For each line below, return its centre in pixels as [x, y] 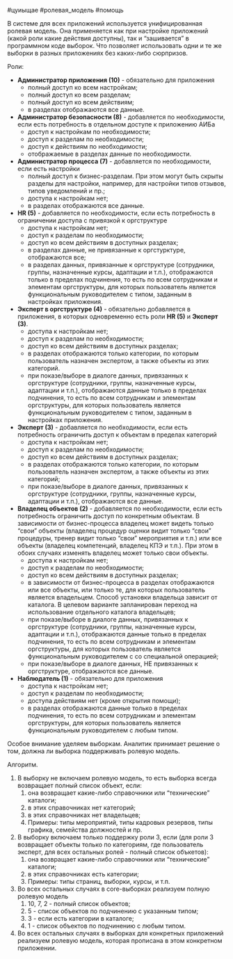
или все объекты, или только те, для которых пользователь [116, 590]
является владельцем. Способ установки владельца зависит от [122, 597]
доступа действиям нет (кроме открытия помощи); [104, 701]
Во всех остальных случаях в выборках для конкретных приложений [120, 933]
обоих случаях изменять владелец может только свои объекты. [113, 553]
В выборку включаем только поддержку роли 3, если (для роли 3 [115, 837]
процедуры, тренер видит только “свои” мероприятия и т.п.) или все [120, 538]
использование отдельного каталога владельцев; [102, 612]
